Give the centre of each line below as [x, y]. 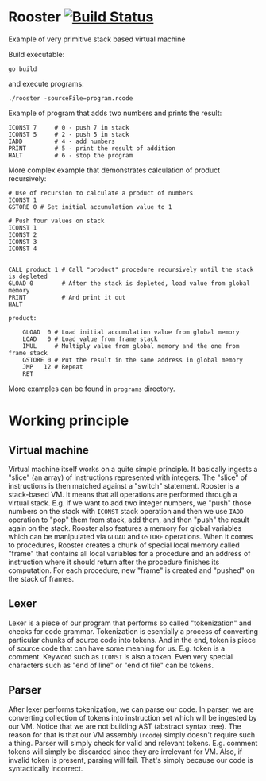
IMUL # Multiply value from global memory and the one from [131, 346]
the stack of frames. [41, 578]
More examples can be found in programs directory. [92, 389]
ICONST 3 [23, 242]
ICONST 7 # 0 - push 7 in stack [69, 127]
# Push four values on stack [56, 221]
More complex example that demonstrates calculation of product [114, 170]
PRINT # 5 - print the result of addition [92, 148]
